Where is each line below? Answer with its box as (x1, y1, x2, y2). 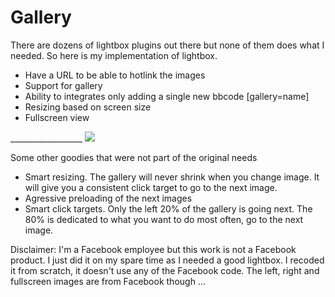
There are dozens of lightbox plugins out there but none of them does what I (10, 39, 325, 51)
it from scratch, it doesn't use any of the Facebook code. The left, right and (10, 264, 320, 276)
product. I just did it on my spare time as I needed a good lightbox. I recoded (10, 254, 325, 266)
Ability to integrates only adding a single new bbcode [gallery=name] (24, 90, 310, 102)
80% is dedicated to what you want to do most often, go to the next (24, 213, 304, 225)
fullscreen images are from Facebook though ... (10, 275, 206, 287)
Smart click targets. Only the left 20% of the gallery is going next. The (24, 202, 313, 215)
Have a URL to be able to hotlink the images (24, 69, 206, 81)
